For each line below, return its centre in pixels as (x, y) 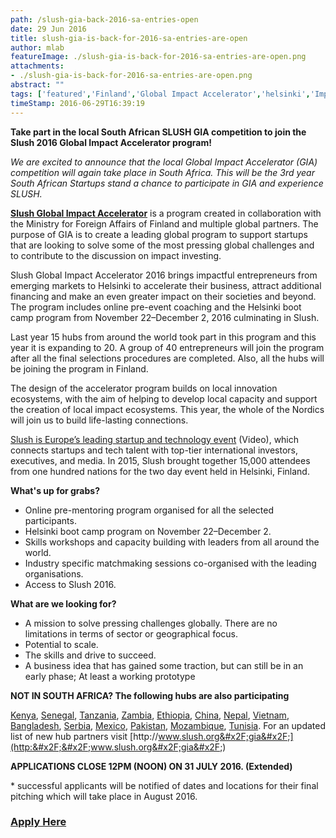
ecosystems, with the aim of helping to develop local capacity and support (164, 398)
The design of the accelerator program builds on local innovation (144, 388)
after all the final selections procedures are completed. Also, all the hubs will (167, 358)
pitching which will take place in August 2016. (104, 796)
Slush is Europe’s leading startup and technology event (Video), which (155, 439)
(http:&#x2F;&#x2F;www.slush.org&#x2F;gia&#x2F (115, 747)
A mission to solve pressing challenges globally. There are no (151, 623)
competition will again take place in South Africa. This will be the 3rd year (162, 172)
